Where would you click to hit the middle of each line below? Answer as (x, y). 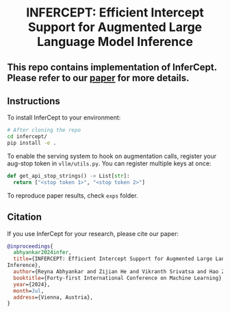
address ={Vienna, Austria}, (53, 297)
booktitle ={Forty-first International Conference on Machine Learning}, (119, 278)
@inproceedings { (30, 246)
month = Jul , (29, 291)
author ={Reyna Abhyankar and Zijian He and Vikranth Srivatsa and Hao (116, 272)
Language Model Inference (115, 42)
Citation (25, 217)
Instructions (34, 101)
